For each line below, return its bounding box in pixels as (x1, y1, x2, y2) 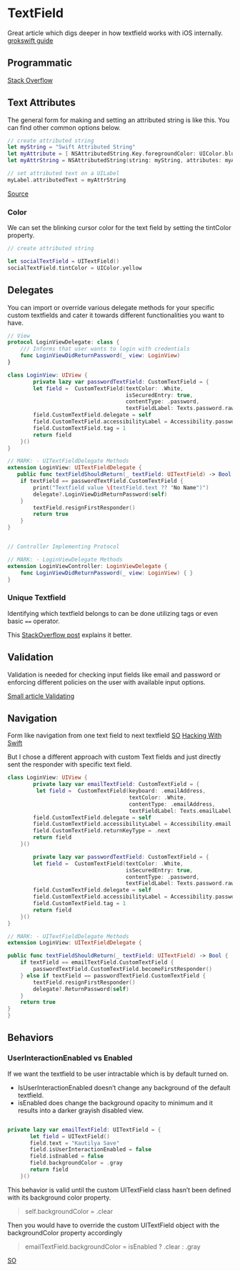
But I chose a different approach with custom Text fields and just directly (7, 752, 221, 762)
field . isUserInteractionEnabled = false (29, 1146, 152, 1153)
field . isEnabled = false (29, 1152, 104, 1160)
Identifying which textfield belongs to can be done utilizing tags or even (7, 609, 218, 617)
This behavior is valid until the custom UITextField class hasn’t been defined (7, 1185, 231, 1194)
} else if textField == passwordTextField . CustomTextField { (20, 972, 206, 980)
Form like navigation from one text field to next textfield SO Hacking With (7, 731, 222, 740)
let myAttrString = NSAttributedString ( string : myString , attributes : (7, 157, 222, 164)
